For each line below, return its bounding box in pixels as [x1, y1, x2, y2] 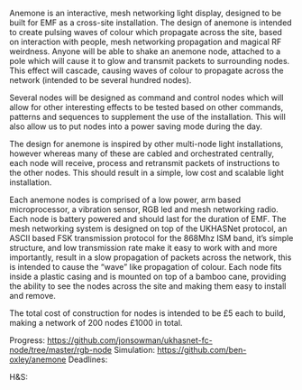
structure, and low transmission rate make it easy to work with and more [9, 243, 278, 253]
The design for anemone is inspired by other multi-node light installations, [9, 139, 284, 149]
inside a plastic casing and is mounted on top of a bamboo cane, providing [9, 271, 287, 282]
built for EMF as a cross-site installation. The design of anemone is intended [9, 17, 292, 28]
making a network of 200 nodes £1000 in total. [9, 318, 183, 328]
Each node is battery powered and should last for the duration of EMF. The [9, 214, 287, 224]
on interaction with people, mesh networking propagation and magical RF [9, 36, 282, 47]
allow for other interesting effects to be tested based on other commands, [9, 102, 284, 112]
